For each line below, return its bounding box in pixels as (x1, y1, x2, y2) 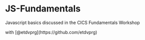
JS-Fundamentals (5, 3, 81, 14)
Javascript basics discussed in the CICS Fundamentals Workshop (5, 19, 141, 25)
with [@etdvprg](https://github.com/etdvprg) (5, 29, 98, 35)
